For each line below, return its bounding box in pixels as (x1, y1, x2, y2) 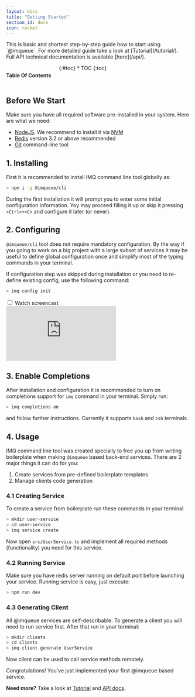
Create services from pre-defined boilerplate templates (14, 471, 148, 478)
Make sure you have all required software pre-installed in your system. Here (6, 111, 189, 118)
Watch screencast (14, 299, 59, 306)
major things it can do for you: (6, 460, 79, 467)
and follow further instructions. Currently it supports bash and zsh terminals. (6, 415, 189, 422)
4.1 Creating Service (6, 492, 64, 500)
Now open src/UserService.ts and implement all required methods (6, 538, 168, 545)
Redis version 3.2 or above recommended (14, 135, 116, 142)
